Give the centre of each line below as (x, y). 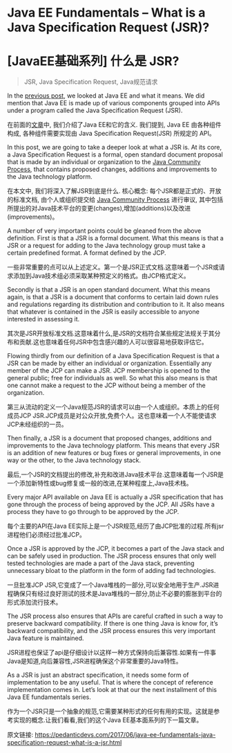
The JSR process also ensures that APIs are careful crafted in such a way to (115, 616)
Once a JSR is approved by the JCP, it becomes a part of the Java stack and (116, 549)
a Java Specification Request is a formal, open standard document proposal (115, 154)
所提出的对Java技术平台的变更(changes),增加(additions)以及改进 (99, 209)
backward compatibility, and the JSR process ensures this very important (112, 631)
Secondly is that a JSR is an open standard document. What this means (109, 290)
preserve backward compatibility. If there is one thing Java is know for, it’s (113, 623)
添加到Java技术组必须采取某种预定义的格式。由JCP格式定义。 (101, 276)
